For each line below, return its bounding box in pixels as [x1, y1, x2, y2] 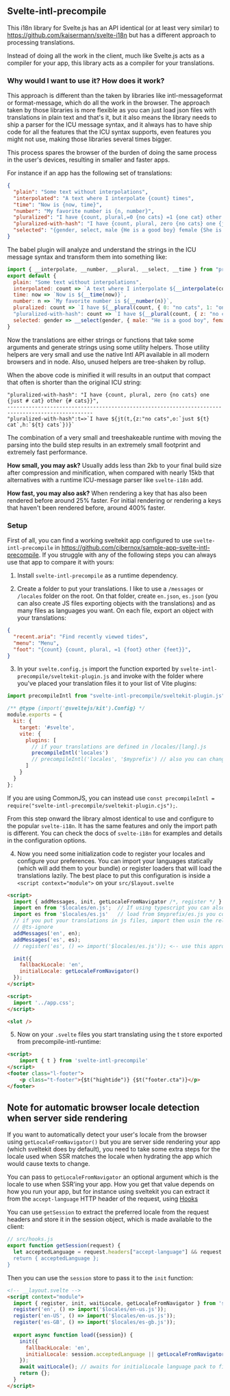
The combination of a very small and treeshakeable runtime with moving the [7, 433, 222, 441]
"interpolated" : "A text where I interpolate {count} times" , [13, 195, 194, 201]
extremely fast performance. [7, 448, 88, 456]
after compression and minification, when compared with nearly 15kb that [7, 469, 215, 477]
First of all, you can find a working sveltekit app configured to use [7, 536, 192, 545]
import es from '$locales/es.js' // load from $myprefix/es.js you [13, 911, 216, 918]
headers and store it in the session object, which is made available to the [7, 1215, 212, 1223]
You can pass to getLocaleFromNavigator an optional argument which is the [7, 1173, 219, 1181]
